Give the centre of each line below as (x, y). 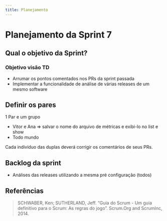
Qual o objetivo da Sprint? (46, 53)
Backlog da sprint (33, 163)
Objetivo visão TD (27, 67)
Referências (25, 191)
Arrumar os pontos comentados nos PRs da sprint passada (73, 78)
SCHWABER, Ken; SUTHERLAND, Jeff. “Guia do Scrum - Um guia (85, 203)
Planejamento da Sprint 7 (58, 34)
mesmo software (30, 89)
